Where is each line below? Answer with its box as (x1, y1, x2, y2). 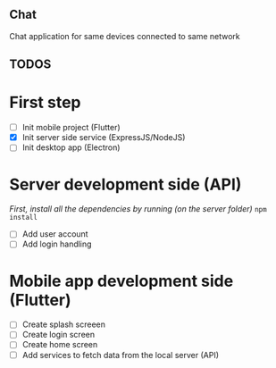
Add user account (21, 229, 88, 239)
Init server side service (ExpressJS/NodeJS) (21, 132, 186, 143)
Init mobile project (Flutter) (21, 122, 121, 133)
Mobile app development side (9, 271, 234, 291)
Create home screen (21, 339, 98, 350)
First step (9, 93, 81, 113)
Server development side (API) (9, 174, 242, 195)
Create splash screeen (21, 319, 105, 330)
